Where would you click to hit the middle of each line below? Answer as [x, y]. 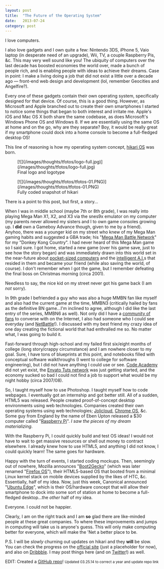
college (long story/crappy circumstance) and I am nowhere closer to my [78, 349]
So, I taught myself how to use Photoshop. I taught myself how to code [77, 390]
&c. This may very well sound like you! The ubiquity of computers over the [80, 60]
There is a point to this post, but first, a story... [52, 202]
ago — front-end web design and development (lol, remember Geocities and [82, 81]
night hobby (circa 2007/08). [34, 381]
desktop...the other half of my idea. [57, 497]
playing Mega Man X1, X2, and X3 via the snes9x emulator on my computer [81, 216]
